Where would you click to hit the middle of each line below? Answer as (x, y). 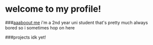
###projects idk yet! (25, 37)
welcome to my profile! (53, 9)
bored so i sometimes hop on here (40, 27)
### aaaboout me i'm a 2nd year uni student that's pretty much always (76, 22)
